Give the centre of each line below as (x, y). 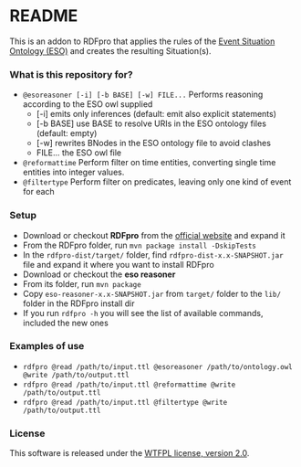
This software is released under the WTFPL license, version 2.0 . (130, 453)
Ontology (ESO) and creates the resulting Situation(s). (110, 50)
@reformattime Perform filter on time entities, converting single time (149, 163)
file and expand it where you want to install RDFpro (118, 264)
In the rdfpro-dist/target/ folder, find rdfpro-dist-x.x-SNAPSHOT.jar (153, 255)
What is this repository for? (72, 74)
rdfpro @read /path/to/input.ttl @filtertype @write (125, 402)
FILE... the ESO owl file (79, 153)
